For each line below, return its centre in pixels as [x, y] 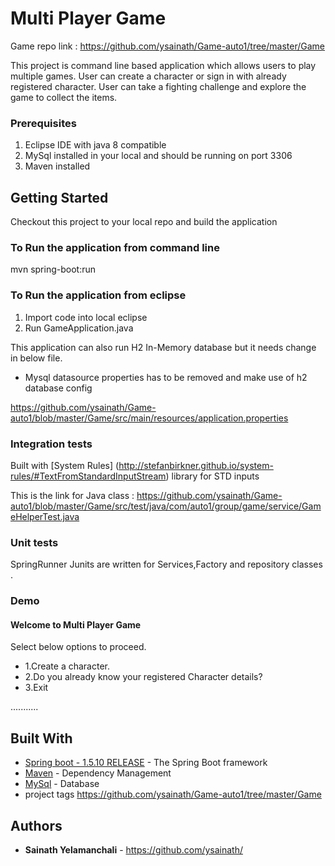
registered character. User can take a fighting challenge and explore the [158, 86]
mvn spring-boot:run [53, 269]
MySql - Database [62, 784]
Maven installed [57, 166]
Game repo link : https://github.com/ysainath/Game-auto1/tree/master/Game [168, 46]
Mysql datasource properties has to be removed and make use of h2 [166, 377]
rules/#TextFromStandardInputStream [88, 476]
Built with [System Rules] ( [65, 465]
